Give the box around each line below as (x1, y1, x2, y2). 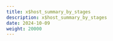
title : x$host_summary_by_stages (6, 8, 91, 15)
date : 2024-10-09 (6, 20, 50, 26)
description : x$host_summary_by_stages (6, 14, 108, 20)
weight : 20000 (6, 25, 43, 32)
